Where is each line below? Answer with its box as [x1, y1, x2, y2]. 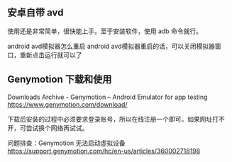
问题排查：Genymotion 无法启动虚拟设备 [7, 139, 126, 147]
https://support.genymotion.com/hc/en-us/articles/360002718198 [7, 146, 201, 155]
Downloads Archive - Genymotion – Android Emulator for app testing [7, 93, 208, 101]
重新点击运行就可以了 [19, 50, 82, 59]
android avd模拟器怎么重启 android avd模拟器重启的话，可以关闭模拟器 [7, 42, 215, 50]
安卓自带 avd [7, 6, 64, 19]
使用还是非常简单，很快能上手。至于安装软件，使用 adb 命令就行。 [7, 27, 202, 35]
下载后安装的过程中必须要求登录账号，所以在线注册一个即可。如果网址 [7, 115, 213, 123]
